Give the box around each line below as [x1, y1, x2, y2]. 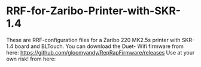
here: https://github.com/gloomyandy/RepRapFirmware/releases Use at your [6, 49, 195, 56]
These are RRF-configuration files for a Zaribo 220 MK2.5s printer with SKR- [6, 36, 195, 43]
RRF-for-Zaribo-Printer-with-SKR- [6, 4, 181, 18]
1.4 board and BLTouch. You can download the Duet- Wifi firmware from [6, 43, 184, 50]
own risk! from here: [6, 55, 56, 62]
